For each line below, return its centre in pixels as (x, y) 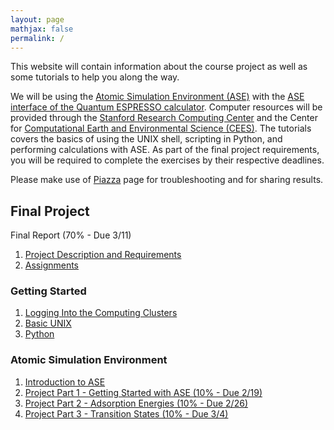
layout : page (37, 19)
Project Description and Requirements (103, 255)
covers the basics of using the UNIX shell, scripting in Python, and (146, 139)
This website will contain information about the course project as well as (159, 67)
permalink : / (37, 38)
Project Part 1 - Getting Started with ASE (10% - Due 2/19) (143, 392)
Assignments (52, 265)
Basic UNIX (48, 323)
